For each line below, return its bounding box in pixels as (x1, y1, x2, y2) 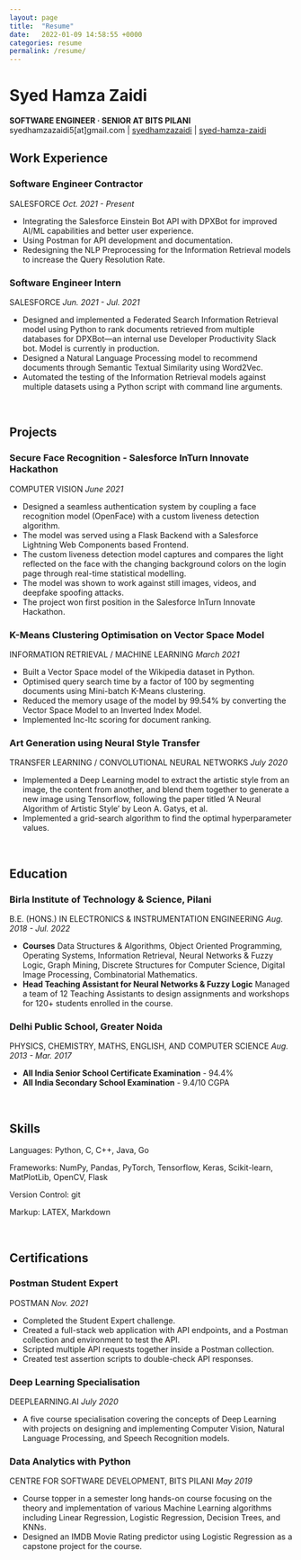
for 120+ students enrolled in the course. (22, 998, 173, 1009)
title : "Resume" (9, 22, 75, 31)
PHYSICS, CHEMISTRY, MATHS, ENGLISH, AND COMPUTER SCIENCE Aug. (9, 1041, 289, 1051)
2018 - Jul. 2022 (9, 924, 71, 934)
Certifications (9, 1250, 89, 1266)
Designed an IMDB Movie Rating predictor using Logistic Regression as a (22, 1531, 293, 1542)
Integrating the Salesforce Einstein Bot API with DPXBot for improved (22, 215, 278, 226)
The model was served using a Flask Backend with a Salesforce (22, 529, 259, 540)
